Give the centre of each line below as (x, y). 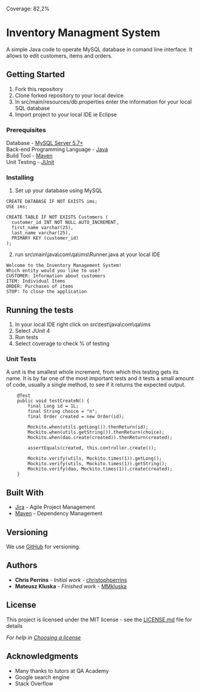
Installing (20, 177)
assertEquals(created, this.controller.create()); (92, 448)
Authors (22, 565)
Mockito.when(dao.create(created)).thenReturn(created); (100, 438)
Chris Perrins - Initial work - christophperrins (71, 579)
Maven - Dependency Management (59, 514)
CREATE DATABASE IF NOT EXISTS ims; (52, 202)
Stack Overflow (34, 683)
